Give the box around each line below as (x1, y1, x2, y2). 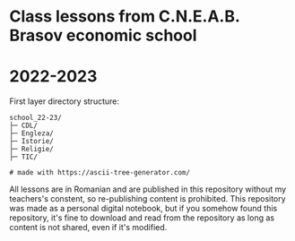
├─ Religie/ (9, 145, 54, 154)
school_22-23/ (9, 114, 63, 123)
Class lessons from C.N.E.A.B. (9, 6, 240, 27)
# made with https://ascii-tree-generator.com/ (9, 168, 191, 177)
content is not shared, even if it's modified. (9, 222, 168, 233)
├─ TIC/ (9, 152, 39, 162)
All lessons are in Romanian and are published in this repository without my (9, 184, 287, 194)
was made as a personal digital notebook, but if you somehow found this (9, 203, 278, 214)
